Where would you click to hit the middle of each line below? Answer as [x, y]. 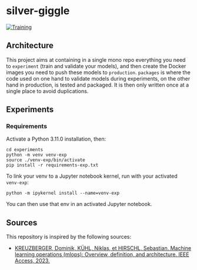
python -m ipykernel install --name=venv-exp [63, 193]
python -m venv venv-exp [36, 155]
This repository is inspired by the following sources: [69, 237]
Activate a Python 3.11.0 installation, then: [56, 139]
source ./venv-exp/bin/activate [46, 160]
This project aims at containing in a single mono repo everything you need [96, 59]
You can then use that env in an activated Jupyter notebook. [79, 204]
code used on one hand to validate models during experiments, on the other [98, 78]
